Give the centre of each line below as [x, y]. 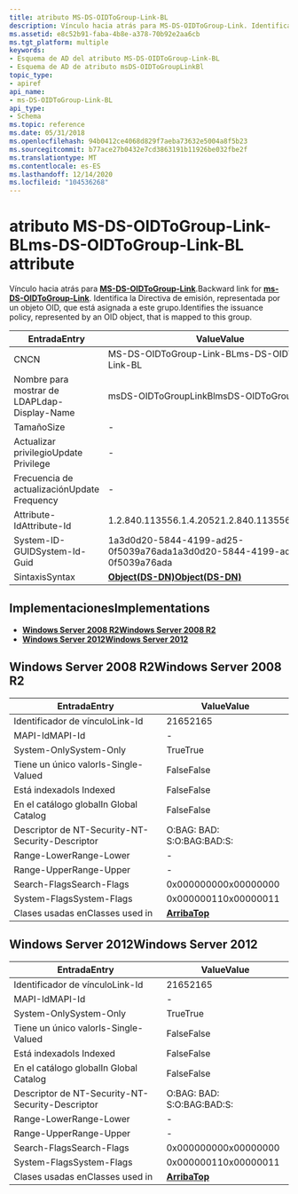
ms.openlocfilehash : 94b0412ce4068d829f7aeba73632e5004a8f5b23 [129, 141]
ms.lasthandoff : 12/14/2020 [61, 174]
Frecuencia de [43, 478]
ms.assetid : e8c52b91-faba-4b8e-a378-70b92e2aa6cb [105, 34]
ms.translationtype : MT [53, 158]
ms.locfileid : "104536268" [59, 183]
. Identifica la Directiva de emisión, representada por [185, 298]
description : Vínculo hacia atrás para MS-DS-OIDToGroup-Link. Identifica [150, 26]
